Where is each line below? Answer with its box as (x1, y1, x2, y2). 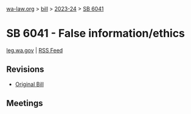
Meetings (6, 98, 44, 109)
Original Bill (15, 80, 44, 88)
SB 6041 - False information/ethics (6, 27, 186, 40)
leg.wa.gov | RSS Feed (6, 46, 63, 54)
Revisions (6, 64, 44, 75)
